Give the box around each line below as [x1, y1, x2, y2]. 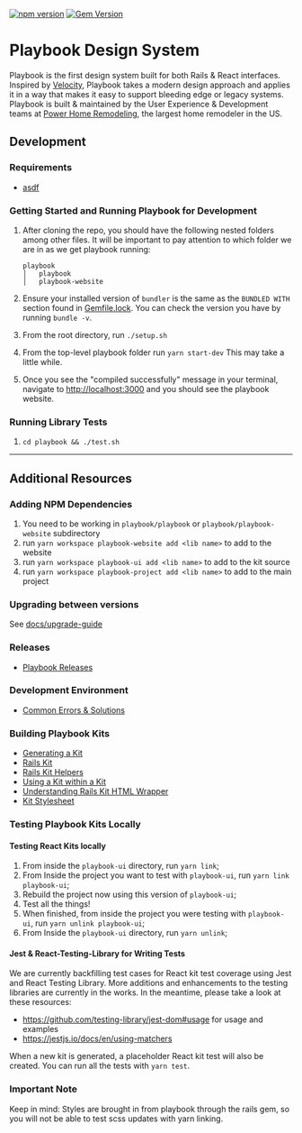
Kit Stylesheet [22, 796, 75, 807]
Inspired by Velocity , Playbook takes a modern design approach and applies [9, 79, 290, 90]
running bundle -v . [22, 312, 93, 323]
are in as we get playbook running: [22, 243, 151, 254]
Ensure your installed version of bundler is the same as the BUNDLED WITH [22, 293, 290, 304]
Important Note [9, 1083, 78, 1095]
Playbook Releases [22, 662, 93, 672]
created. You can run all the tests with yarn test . [9, 1060, 191, 1072]
